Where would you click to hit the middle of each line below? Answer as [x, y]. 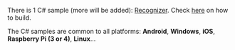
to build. [20, 18]
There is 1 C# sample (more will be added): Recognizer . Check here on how [118, 10]
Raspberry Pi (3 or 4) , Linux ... [52, 39]
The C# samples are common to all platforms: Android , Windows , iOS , [111, 31]
